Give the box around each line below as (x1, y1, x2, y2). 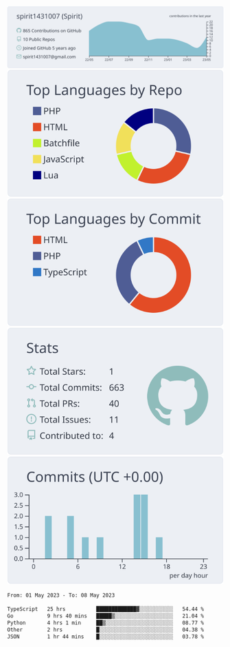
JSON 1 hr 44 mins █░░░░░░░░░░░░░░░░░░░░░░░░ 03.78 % (7, 633, 205, 640)
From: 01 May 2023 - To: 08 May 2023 (7, 592, 115, 599)
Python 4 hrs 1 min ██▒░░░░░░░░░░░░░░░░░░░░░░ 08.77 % (7, 619, 205, 626)
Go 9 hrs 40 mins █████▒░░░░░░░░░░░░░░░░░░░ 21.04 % (7, 613, 205, 619)
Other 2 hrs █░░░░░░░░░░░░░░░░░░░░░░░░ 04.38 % (7, 626, 205, 633)
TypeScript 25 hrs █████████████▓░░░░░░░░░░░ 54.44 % (7, 606, 205, 613)
